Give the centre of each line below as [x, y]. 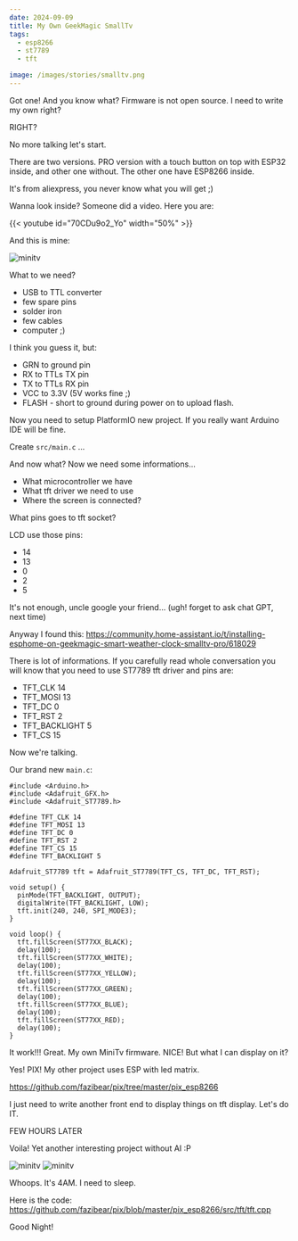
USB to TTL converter [62, 292]
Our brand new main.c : [51, 769]
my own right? [36, 110]
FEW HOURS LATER [46, 1130]
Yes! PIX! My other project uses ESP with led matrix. [105, 1069]
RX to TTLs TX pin [56, 374]
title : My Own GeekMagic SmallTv [71, 26]
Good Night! [32, 1227]
